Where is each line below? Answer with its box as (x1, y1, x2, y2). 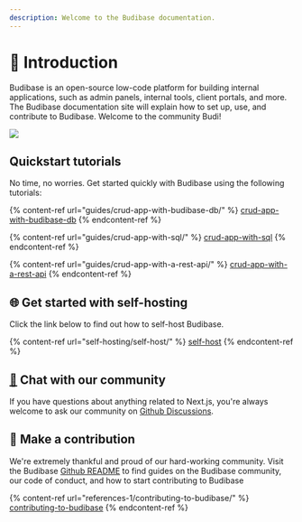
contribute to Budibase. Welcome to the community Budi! (9, 110, 222, 122)
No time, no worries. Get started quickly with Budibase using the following (9, 178, 285, 189)
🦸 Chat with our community (9, 372, 167, 387)
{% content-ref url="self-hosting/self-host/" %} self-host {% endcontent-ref (9, 336, 294, 348)
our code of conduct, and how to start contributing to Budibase (9, 475, 244, 486)
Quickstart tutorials (9, 154, 122, 169)
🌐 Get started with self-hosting (9, 294, 188, 310)
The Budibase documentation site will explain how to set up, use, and (9, 101, 267, 112)
